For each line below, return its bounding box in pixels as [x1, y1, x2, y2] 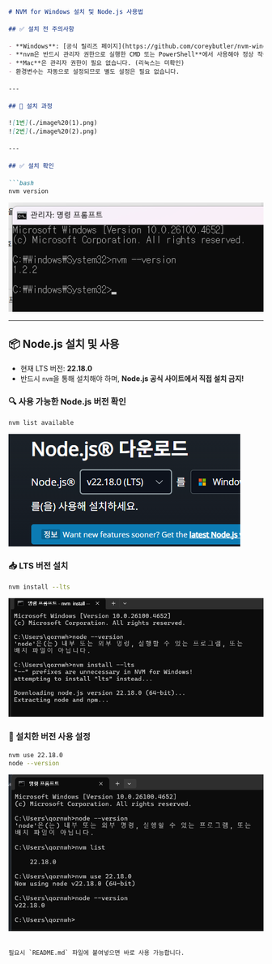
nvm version [8, 187, 49, 195]
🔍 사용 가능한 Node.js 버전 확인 [8, 396, 127, 408]
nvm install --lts [8, 583, 70, 591]
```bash [8, 178, 35, 187]
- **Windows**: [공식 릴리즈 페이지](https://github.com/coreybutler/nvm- [8, 42, 253, 50]
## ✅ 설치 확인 [8, 161, 54, 169]
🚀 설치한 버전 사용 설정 [8, 731, 91, 743]
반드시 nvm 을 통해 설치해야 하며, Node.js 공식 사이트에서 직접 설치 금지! [19, 374, 244, 383]
